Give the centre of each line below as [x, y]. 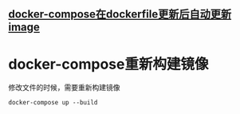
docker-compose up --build [53, 103]
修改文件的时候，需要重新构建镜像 [64, 88]
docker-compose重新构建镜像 [108, 64]
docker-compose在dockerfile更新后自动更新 [120, 14]
